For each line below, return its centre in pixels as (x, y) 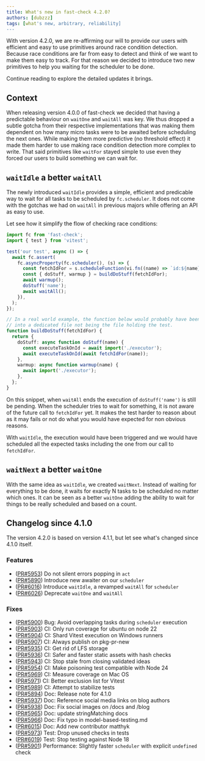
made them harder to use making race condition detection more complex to (101, 145)
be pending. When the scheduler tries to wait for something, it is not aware (100, 406)
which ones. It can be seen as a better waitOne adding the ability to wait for (100, 497)
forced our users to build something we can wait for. (72, 158)
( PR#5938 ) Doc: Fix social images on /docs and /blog (82, 707)
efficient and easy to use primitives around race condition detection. (92, 47)
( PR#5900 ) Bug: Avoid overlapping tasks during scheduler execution (101, 622)
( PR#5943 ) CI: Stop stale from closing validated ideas (83, 661)
